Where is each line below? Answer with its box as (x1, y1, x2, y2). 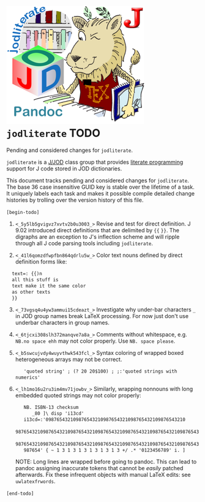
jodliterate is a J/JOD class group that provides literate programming (6, 158, 184, 165)
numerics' (15, 374, 41, 381)
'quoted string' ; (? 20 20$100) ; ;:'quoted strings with (23, 368, 177, 375)
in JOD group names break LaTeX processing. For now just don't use (15, 312, 188, 319)
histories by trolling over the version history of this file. (6, 196, 144, 203)
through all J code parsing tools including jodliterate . (15, 239, 153, 247)
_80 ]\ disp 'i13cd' (31, 410, 84, 416)
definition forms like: (15, 257, 67, 265)
